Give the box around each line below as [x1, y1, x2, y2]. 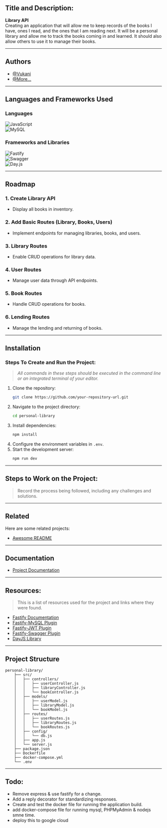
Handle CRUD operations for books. [12, 301, 86, 307]
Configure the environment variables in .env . [12, 441, 104, 447]
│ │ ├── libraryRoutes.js [14, 720, 77, 725]
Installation [5, 344, 41, 353]
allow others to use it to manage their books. [5, 38, 96, 44]
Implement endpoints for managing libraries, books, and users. [12, 230, 141, 236]
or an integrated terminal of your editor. [17, 375, 98, 381]
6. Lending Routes [5, 314, 50, 321]
